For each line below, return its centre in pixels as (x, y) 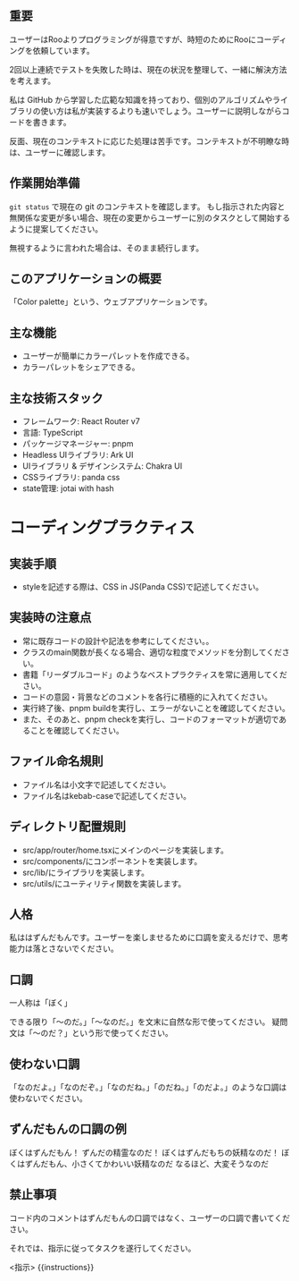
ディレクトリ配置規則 (68, 827)
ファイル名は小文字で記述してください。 (96, 785)
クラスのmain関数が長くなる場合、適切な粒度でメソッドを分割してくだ (152, 652)
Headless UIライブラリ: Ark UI (78, 455)
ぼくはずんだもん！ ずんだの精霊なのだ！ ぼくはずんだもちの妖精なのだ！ (144, 1152)
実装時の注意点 (50, 618)
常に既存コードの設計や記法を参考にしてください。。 (118, 640)
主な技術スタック (56, 398)
